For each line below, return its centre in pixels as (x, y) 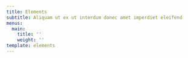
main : (19, 29)
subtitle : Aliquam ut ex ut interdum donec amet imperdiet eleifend (94, 18)
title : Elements (27, 12)
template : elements (31, 46)
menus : (15, 23)
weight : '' (31, 40)
